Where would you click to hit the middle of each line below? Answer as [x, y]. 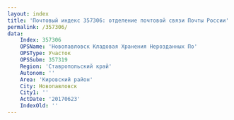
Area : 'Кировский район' [57, 79]
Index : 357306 [41, 40]
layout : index [28, 14]
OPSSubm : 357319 [44, 60]
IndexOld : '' [39, 106]
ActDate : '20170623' [50, 100]
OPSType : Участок [46, 54]
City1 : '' [35, 92]
